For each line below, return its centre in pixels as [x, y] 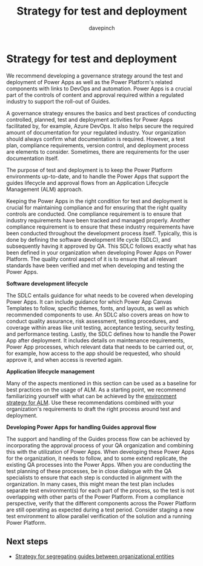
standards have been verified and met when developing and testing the [95, 265]
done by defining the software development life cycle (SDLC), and [88, 239]
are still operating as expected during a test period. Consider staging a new [100, 510]
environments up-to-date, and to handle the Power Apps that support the [98, 176]
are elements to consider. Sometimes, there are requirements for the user [98, 151]
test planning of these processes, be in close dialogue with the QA [89, 471]
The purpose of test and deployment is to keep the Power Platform [89, 170]
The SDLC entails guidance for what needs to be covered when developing [100, 295]
